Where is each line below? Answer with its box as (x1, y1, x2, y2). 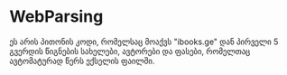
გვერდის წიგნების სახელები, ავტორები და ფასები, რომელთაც (9, 45, 251, 56)
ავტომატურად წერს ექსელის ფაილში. (9, 55, 155, 66)
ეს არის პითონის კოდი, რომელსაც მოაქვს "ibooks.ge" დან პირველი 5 (9, 36, 279, 47)
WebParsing (9, 6, 104, 27)
